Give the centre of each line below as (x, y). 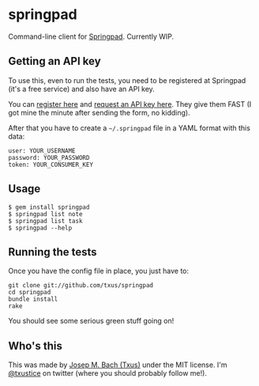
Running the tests (53, 252)
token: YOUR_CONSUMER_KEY (51, 165)
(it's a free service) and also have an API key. (82, 89)
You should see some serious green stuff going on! (91, 321)
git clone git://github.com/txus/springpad (81, 286)
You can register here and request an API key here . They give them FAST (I (130, 104)
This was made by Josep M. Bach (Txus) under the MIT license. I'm (118, 365)
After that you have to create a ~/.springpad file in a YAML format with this (129, 127)
